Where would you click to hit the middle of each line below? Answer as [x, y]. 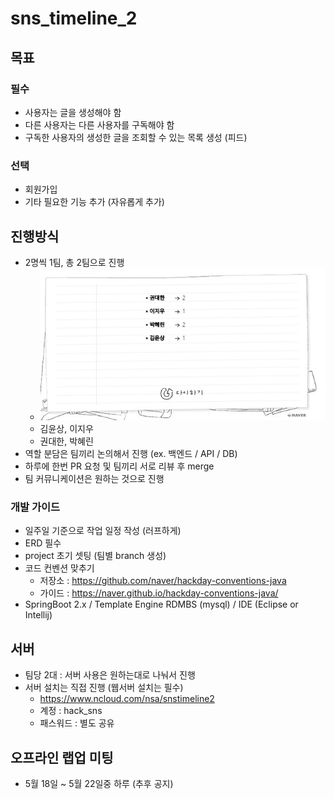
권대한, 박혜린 [66, 441]
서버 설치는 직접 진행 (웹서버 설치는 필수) [104, 688]
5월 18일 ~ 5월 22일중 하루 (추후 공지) [99, 784]
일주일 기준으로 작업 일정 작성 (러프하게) [103, 531]
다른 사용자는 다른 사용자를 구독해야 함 [99, 124]
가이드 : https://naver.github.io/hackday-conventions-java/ [159, 593]
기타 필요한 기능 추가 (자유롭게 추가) [94, 202]
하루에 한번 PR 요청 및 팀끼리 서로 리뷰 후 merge [119, 466]
